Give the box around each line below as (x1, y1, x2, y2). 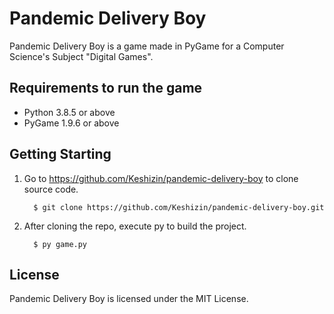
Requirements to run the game (9, 80, 203, 97)
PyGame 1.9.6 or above (23, 117, 120, 129)
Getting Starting (9, 146, 112, 163)
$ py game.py (33, 239, 88, 249)
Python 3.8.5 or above (23, 106, 116, 118)
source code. (23, 183, 79, 195)
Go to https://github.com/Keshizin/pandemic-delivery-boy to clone (23, 172, 299, 184)
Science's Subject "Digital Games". (9, 50, 154, 62)
